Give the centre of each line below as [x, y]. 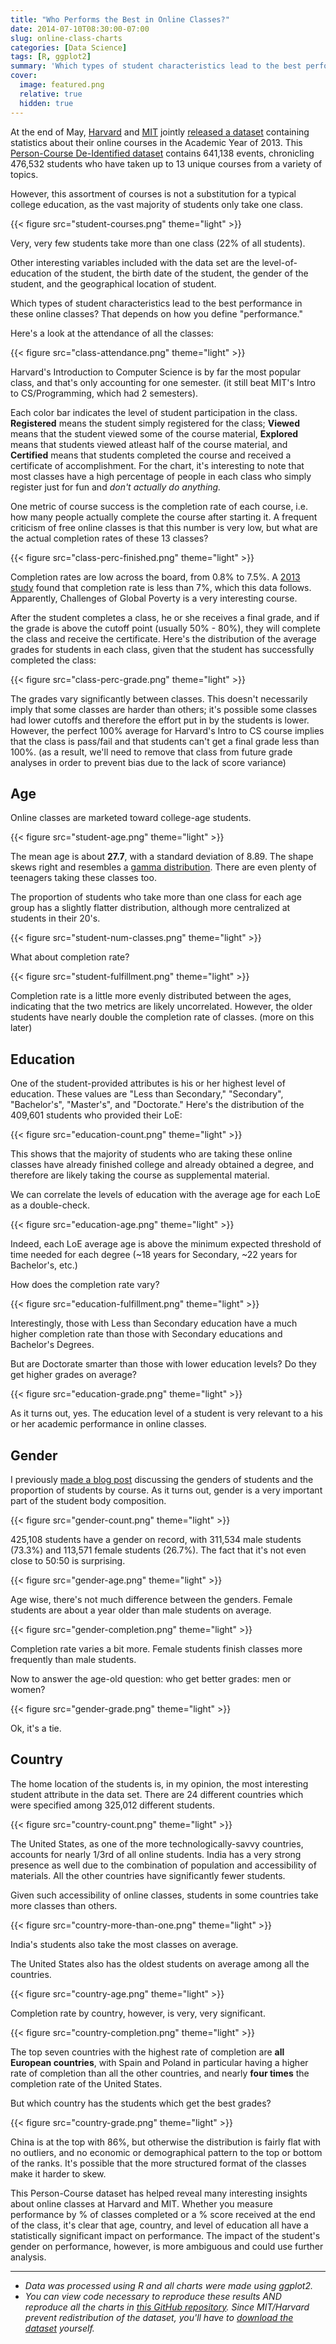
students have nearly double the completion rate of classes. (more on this [162, 1017]
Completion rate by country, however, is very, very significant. [138, 2013]
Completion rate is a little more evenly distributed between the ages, [151, 996]
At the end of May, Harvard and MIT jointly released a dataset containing [160, 132]
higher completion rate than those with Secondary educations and [146, 1334]
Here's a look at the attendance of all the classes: [112, 333]
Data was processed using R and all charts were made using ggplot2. [168, 2285]
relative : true [51, 94]
